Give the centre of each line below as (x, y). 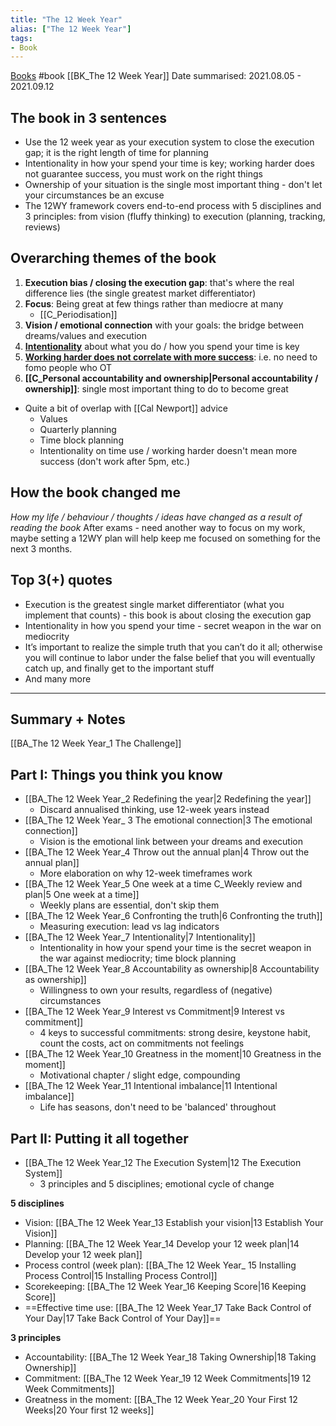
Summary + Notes (68, 719)
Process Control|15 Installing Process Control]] (121, 1275)
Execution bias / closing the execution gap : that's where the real (159, 282)
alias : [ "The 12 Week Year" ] (71, 29)
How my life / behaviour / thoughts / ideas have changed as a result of (156, 517)
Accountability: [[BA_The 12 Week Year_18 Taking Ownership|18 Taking (170, 1357)
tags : (21, 38)
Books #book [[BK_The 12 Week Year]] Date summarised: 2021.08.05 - (156, 76)
